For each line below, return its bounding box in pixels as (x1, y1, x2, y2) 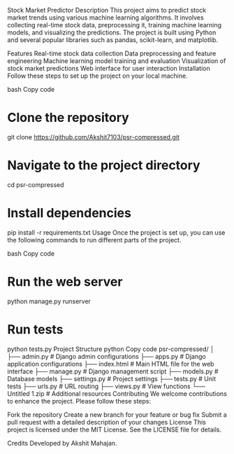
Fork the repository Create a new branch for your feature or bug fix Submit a (7, 410, 227, 419)
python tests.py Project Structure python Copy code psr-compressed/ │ (7, 345, 214, 353)
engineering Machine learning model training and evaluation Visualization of (7, 57, 226, 65)
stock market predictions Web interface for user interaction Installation (7, 64, 211, 72)
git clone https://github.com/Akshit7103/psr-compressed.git (7, 132, 180, 141)
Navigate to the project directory (7, 158, 200, 174)
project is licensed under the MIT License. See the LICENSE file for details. (7, 425, 222, 434)
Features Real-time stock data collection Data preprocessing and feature (7, 49, 217, 57)
